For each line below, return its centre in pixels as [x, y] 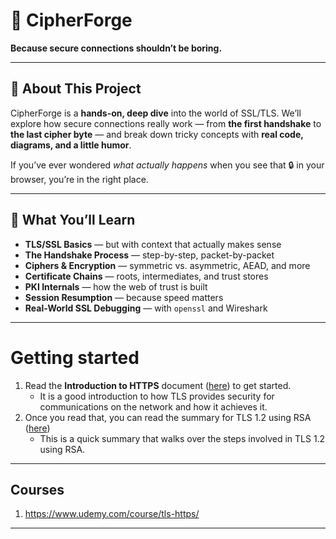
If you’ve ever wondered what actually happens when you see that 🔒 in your [167, 165]
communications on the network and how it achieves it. [153, 406]
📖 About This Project [76, 89]
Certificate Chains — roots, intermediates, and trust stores [146, 276]
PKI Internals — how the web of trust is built [116, 286]
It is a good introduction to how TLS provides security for [157, 396]
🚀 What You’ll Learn [73, 220]
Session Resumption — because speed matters [124, 297]
